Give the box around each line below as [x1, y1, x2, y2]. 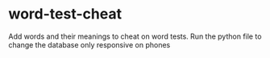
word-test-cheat [8, 5, 123, 23]
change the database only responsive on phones [8, 39, 171, 49]
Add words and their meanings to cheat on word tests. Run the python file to [8, 31, 262, 41]
